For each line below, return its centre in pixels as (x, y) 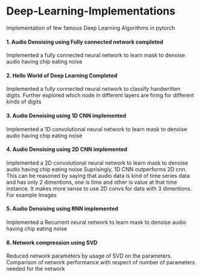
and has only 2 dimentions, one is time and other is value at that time (92, 182)
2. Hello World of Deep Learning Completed (62, 75)
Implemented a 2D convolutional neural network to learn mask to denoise (97, 163)
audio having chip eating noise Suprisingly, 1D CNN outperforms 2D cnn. (97, 169)
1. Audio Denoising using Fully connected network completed (85, 42)
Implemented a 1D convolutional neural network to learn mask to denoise (97, 129)
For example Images (32, 195)
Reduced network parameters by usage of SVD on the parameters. (89, 256)
